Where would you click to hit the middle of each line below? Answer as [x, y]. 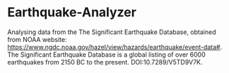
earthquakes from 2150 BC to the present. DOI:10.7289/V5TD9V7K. [105, 62]
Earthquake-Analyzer [72, 12]
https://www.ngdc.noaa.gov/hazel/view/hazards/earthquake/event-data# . [115, 47]
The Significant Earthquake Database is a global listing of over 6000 [107, 55]
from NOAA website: [37, 39]
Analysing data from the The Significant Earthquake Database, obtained [112, 32]
